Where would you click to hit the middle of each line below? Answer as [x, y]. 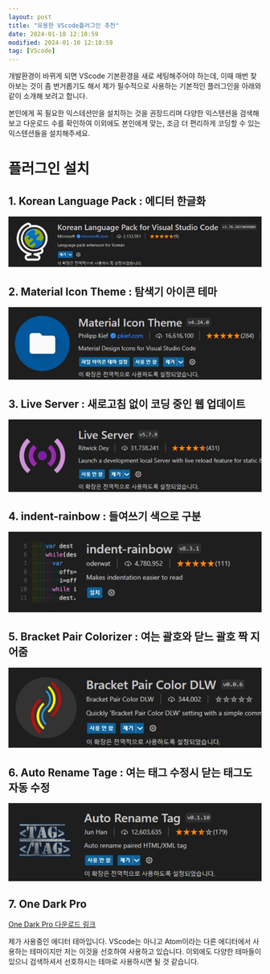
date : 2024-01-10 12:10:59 [53, 34]
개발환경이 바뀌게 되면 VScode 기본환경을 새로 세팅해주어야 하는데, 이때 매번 [129, 76]
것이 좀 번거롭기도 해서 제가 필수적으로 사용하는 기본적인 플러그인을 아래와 [145, 86]
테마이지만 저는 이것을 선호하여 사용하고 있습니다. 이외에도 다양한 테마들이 [145, 951]
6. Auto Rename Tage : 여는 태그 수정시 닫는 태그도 [131, 772]
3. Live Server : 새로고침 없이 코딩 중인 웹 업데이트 [127, 404]
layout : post [30, 17]
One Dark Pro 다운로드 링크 [52, 924]
